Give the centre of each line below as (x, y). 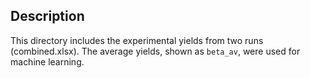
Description (47, 16)
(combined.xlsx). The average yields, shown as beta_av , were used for (155, 51)
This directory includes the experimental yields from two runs (137, 40)
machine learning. (47, 61)
